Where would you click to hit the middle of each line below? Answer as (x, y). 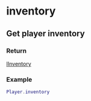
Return (17, 51)
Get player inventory (46, 34)
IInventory (19, 64)
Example (19, 79)
